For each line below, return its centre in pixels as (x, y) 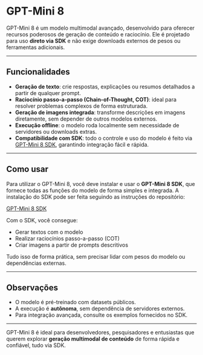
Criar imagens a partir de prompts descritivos (72, 245)
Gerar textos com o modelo (49, 232)
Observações (32, 287)
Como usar (27, 169)
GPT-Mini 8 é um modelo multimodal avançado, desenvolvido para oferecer (101, 28)
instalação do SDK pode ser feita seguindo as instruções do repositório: (96, 197)
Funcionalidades (38, 72)
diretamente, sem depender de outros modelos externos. (86, 119)
